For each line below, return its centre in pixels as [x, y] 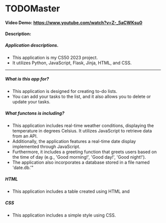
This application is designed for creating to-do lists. [65, 91]
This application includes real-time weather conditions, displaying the [83, 126]
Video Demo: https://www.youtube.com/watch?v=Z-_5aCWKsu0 [74, 22]
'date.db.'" [23, 168]
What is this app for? [27, 79]
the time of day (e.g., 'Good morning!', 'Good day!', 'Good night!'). [79, 157]
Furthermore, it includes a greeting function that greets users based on [84, 152]
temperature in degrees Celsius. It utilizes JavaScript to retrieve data [82, 131]
